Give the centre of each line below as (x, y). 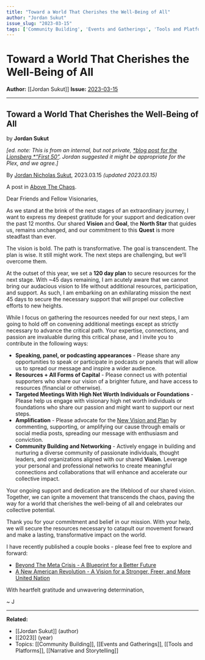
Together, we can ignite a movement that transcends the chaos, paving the (100, 497)
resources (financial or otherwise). (59, 388)
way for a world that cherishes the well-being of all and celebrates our (95, 504)
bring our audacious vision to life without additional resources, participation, (102, 286)
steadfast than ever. (31, 237)
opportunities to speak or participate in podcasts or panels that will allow (106, 362)
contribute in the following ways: (47, 343)
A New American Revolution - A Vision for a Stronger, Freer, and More (103, 571)
